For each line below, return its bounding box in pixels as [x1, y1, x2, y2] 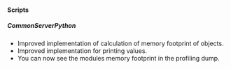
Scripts [7, 6, 29, 14]
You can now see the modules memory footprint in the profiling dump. [17, 54, 220, 62]
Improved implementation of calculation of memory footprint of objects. [17, 39, 224, 47]
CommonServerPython [7, 22, 76, 30]
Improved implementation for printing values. [17, 46, 148, 55]
